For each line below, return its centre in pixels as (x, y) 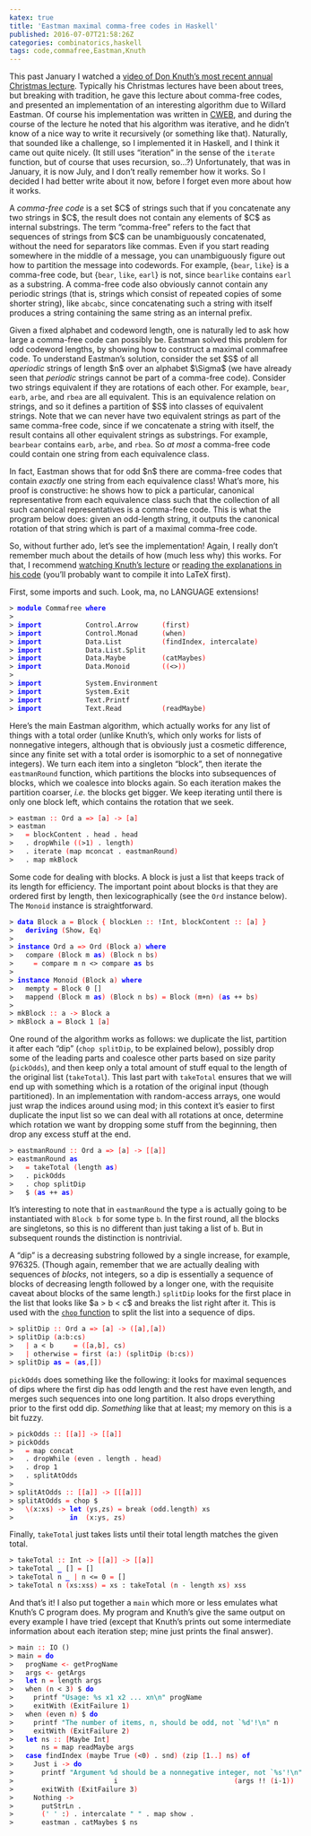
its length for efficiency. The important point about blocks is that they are (144, 886)
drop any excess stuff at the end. (70, 1134)
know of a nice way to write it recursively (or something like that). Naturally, (149, 134)
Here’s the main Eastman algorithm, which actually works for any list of (140, 725)
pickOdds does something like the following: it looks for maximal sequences (148, 1379)
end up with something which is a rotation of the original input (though (139, 1087)
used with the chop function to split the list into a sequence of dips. (132, 1312)
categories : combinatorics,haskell (76, 43)
